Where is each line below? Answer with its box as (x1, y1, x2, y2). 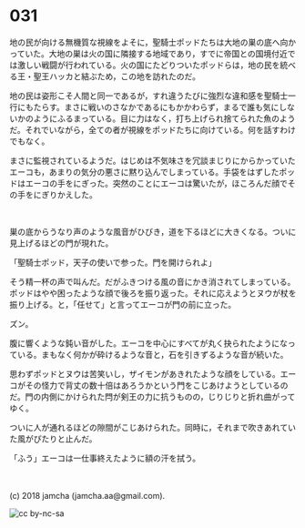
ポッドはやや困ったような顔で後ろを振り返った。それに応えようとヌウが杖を (9, 288, 297, 299)
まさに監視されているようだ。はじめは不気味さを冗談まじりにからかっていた (9, 155, 296, 166)
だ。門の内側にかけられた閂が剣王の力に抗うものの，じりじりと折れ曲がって (9, 391, 296, 401)
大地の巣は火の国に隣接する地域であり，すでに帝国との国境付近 (48, 47, 289, 59)
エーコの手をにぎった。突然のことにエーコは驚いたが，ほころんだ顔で (25, 178, 289, 188)
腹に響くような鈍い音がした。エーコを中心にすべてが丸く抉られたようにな (9, 338, 289, 349)
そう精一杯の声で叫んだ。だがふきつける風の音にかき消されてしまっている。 (9, 276, 296, 287)
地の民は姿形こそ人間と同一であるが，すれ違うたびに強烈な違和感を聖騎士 (9, 90, 289, 101)
